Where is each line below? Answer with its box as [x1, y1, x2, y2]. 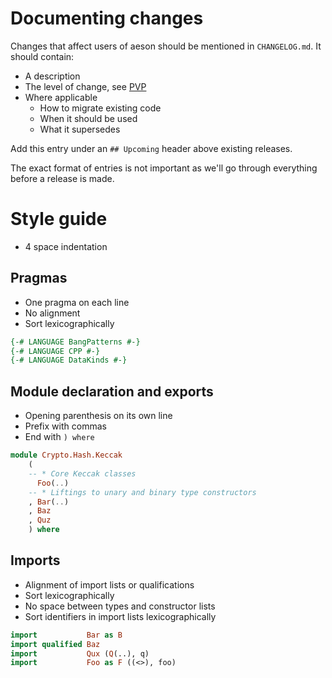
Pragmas [10, 270, 68, 287]
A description [24, 70, 81, 82]
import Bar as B [10, 630, 123, 640]
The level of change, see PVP [24, 80, 147, 92]
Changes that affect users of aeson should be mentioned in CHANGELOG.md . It [10, 40, 322, 52]
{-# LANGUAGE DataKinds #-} [10, 355, 128, 366]
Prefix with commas [24, 420, 107, 432]
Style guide [10, 208, 108, 231]
